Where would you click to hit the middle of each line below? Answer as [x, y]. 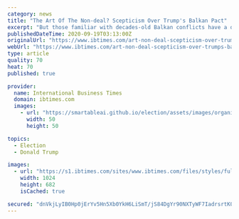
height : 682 [38, 185]
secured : [20, 204]
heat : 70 [20, 67]
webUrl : [19, 47]
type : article [28, 54]
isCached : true [43, 191]
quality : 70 [25, 60]
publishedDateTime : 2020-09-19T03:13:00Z [70, 34]
